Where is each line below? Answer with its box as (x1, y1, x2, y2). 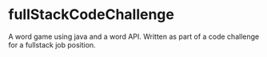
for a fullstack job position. (8, 40, 96, 49)
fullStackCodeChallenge (8, 6, 174, 24)
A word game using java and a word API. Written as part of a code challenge (8, 32, 260, 41)
